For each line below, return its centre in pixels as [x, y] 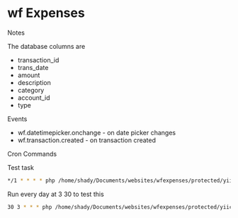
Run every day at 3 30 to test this [56, 194]
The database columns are [46, 46]
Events [17, 119]
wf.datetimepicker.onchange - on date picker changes [96, 132]
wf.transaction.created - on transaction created [87, 140]
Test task [21, 167]
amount [29, 75]
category [31, 90]
